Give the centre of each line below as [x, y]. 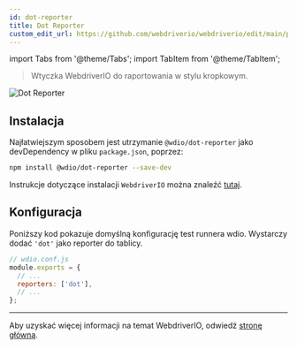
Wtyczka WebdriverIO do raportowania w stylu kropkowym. [139, 76]
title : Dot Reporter [47, 26]
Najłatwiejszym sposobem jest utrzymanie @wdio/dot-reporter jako [131, 142]
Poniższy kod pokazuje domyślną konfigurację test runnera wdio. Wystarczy [148, 233]
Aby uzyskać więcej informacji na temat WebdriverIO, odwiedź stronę [136, 326]
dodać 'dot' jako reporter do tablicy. [76, 243]
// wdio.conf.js [39, 259]
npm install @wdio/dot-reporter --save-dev [91, 168]
